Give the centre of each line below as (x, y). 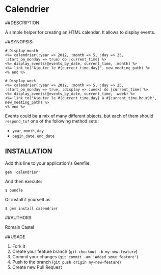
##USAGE (15, 237)
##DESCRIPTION (22, 23)
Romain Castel (20, 227)
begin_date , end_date (33, 136)
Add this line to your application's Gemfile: (48, 163)
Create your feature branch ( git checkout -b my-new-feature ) (75, 251)
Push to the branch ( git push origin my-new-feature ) (67, 262)
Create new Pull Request (37, 267)
